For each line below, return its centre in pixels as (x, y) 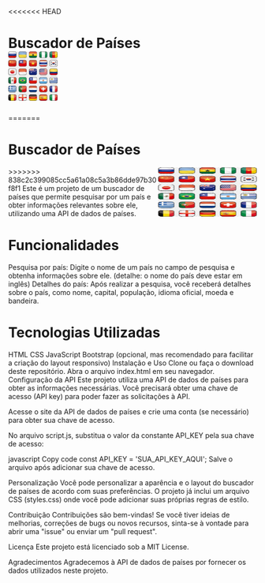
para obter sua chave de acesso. (62, 420)
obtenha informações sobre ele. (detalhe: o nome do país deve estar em (125, 275)
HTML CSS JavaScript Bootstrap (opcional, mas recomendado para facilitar (131, 354)
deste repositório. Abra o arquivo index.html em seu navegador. (112, 371)
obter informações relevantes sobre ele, (73, 205)
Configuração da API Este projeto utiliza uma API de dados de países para (128, 379)
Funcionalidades (64, 246)
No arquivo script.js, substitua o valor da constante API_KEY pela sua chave (131, 435)
